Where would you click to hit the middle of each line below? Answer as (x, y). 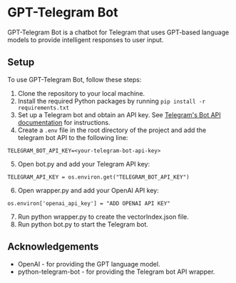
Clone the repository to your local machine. (81, 93)
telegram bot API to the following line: (73, 137)
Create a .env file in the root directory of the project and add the (112, 130)
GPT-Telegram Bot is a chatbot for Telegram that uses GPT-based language (118, 32)
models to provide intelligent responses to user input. (86, 39)
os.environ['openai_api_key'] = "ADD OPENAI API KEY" (89, 203)
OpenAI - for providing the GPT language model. (89, 264)
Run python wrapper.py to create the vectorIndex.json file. (103, 217)
